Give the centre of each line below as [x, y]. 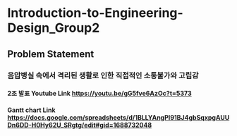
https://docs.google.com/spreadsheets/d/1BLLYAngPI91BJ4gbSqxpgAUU [119, 117]
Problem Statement [51, 54]
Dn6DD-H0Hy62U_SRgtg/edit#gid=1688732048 [80, 125]
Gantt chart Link [31, 110]
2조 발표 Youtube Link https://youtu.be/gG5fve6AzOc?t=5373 [99, 94]
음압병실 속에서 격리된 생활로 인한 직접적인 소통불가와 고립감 [103, 75]
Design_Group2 [54, 28]
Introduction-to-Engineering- [95, 13]
